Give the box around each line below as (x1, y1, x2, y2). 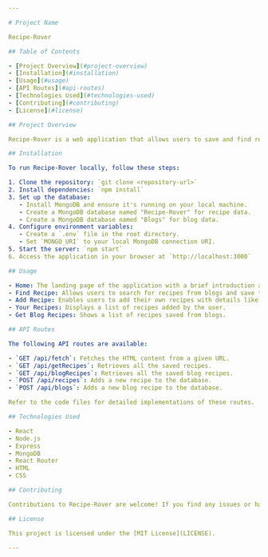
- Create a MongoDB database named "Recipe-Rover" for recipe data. (18, 208, 251, 216)
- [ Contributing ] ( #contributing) (8, 99, 120, 107)
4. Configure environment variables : (8, 223, 134, 231)
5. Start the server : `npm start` (8, 245, 124, 253)
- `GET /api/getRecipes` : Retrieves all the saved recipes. (8, 361, 213, 369)
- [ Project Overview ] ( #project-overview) (8, 61, 148, 70)
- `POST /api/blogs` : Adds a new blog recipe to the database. (8, 384, 223, 392)
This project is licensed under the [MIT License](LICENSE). (8, 529, 216, 537)
